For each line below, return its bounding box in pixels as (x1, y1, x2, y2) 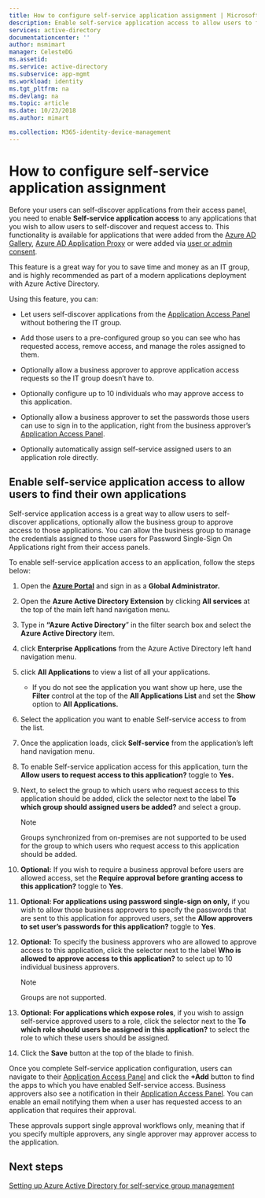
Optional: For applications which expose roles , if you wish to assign (20, 1007, 245, 1017)
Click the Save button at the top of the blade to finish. (20, 1048, 194, 1058)
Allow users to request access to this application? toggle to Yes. (20, 770, 234, 780)
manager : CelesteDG (9, 48, 73, 56)
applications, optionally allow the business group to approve (39, 517, 234, 526)
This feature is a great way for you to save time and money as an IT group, (9, 261, 250, 272)
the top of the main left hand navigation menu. (20, 604, 171, 614)
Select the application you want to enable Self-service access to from (20, 714, 247, 724)
